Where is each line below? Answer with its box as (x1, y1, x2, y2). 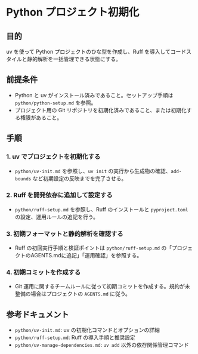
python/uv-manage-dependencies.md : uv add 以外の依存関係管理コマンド (14, 341, 189, 349)
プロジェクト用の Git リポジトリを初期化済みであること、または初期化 (14, 106, 187, 113)
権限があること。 (20, 114, 63, 121)
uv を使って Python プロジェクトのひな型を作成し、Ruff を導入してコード (6, 48, 187, 55)
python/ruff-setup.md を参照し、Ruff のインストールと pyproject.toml (14, 205, 188, 213)
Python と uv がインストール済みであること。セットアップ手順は (14, 91, 174, 98)
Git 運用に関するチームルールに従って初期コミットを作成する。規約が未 (14, 283, 191, 290)
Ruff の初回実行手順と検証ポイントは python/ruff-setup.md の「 (14, 244, 172, 251)
